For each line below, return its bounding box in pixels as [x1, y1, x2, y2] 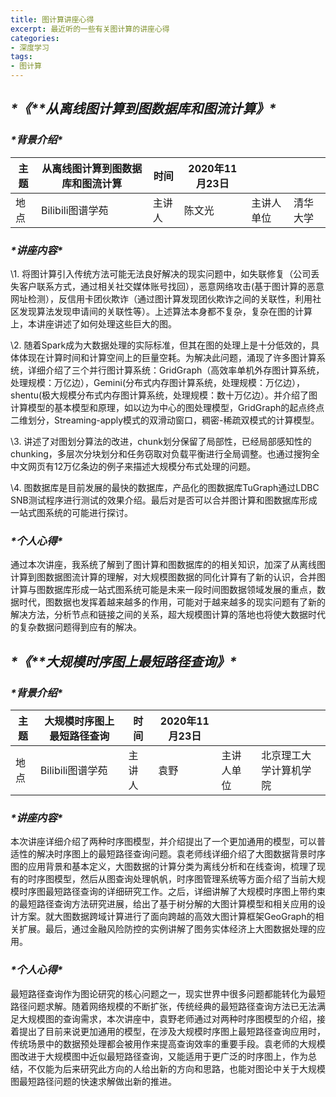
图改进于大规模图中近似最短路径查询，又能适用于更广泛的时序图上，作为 [10, 1050, 308, 1062]
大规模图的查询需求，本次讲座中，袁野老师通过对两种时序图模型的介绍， [18, 1012, 317, 1025]
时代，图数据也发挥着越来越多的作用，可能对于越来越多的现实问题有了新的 [18, 596, 326, 608]
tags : [10, 52, 33, 62]
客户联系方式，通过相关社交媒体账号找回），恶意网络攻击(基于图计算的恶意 [18, 280, 325, 292]
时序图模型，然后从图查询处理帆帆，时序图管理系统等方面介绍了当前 [27, 873, 308, 885]
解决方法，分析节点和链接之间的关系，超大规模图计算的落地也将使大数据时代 [10, 609, 326, 621]
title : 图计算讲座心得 [10, 14, 95, 25]
